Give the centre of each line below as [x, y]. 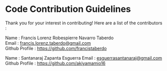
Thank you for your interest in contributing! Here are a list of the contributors [84, 23]
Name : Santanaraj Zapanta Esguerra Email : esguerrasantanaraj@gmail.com [84, 58]
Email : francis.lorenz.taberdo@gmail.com [48, 43]
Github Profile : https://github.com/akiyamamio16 [55, 63]
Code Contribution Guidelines [68, 9]
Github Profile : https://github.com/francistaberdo [56, 48]
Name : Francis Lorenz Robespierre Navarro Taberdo [59, 38]
